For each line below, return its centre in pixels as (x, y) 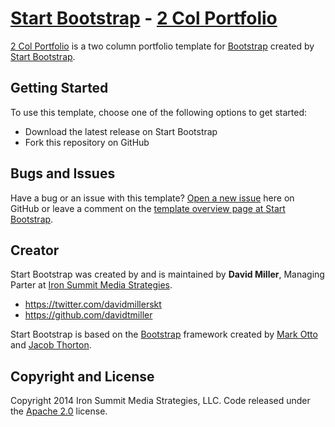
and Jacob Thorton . (51, 345)
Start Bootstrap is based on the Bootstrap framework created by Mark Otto (164, 334)
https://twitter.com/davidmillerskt (93, 304)
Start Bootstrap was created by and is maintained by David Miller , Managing (167, 274)
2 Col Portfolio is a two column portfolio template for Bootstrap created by (162, 46)
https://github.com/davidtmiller (88, 315)
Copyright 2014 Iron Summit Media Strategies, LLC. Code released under (160, 401)
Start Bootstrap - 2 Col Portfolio (144, 18)
